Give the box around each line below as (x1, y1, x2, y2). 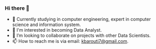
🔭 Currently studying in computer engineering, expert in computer (12, 16, 151, 22)
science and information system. (12, 21, 81, 28)
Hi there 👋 (5, 5, 30, 12)
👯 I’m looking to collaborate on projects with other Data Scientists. (12, 33, 151, 39)
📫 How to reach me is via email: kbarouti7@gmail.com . (12, 38, 128, 44)
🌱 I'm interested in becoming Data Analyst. (12, 27, 102, 33)
